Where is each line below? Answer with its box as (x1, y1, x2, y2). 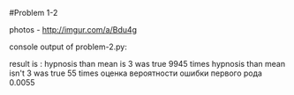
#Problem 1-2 (9, 8, 58, 18)
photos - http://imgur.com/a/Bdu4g (9, 25, 138, 34)
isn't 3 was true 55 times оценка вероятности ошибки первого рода (9, 68, 263, 78)
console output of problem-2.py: (9, 41, 128, 52)
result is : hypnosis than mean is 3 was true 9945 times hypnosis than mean (9, 59, 285, 69)
